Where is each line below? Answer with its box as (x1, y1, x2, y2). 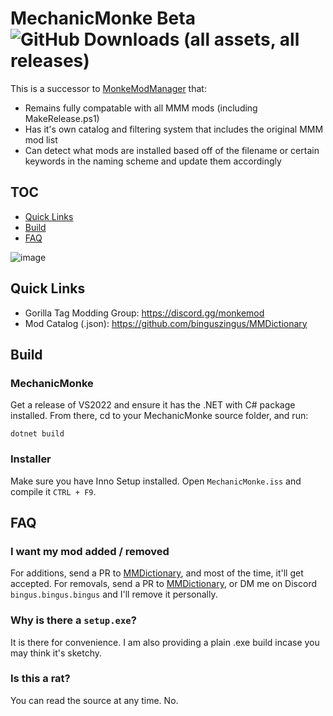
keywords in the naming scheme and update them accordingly (24, 155, 282, 167)
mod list (24, 133, 58, 146)
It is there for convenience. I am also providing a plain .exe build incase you (10, 636, 320, 648)
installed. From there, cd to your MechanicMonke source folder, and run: (10, 410, 309, 422)
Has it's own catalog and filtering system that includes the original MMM (24, 123, 324, 135)
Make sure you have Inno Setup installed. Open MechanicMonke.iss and (10, 475, 302, 487)
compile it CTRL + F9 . (10, 485, 97, 497)
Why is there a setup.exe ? (10, 613, 137, 627)
